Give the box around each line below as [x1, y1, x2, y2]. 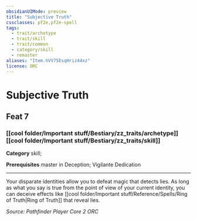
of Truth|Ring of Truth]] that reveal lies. [6, 197, 100, 204]
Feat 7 [6, 111, 29, 121]
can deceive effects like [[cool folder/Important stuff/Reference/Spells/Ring [6, 191, 188, 198]
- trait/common [11, 42, 49, 47]
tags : [6, 25, 19, 31]
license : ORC [6, 63, 38, 69]
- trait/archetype [11, 30, 57, 36]
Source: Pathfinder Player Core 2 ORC [6, 208, 98, 215]
